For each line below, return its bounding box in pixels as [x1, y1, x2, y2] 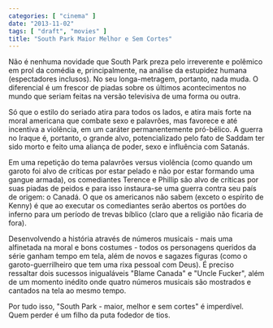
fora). [8, 218, 27, 228]
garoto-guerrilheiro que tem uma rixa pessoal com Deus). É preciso [8, 260, 234, 269]
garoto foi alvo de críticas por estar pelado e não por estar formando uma [8, 166, 254, 176]
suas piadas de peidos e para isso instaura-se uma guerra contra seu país [8, 184, 258, 194]
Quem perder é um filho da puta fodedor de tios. [8, 310, 171, 320]
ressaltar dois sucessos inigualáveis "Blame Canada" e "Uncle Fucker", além [8, 269, 265, 278]
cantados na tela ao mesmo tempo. [8, 286, 127, 295]
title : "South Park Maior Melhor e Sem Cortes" [8, 34, 173, 43]
